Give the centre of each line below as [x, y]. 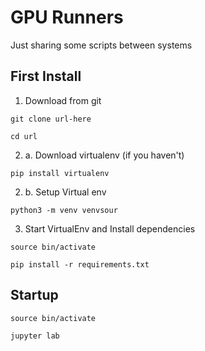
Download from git [63, 100]
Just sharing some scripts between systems [101, 45]
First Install [46, 76]
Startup [34, 295]
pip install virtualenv [60, 173]
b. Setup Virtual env [65, 192]
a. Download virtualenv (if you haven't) [104, 155]
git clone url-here [51, 119]
